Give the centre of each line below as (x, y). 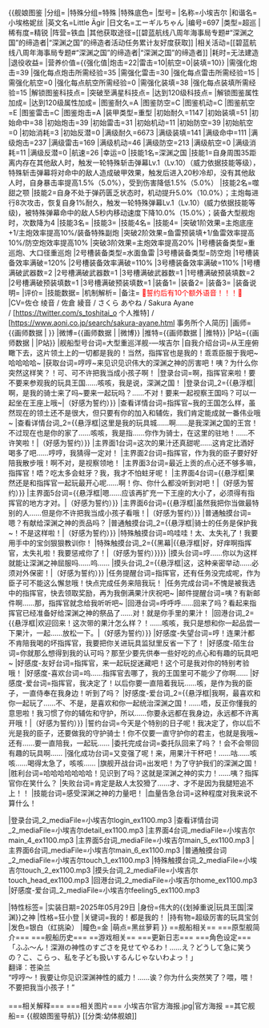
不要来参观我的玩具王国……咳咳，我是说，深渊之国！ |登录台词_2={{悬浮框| (132, 383)
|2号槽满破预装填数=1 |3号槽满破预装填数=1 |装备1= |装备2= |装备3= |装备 (129, 283)
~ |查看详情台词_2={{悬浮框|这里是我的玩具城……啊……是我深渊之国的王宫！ (133, 423)
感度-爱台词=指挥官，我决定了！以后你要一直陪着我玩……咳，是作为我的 (127, 683)
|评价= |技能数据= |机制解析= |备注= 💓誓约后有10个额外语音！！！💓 (132, 293)
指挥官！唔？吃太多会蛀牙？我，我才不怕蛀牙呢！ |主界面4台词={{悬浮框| (128, 473)
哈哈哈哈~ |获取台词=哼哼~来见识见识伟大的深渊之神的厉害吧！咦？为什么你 (133, 363)
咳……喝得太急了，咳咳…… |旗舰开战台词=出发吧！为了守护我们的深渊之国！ (134, 763)
